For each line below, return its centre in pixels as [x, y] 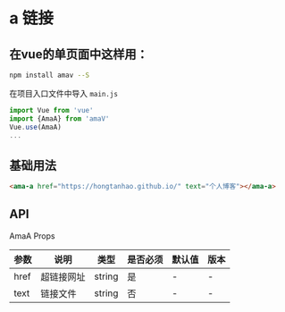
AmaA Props [32, 236]
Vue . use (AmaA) [36, 127]
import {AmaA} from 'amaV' [59, 118]
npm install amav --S [50, 75]
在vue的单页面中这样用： [79, 54]
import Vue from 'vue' [51, 110]
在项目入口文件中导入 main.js [64, 93]
